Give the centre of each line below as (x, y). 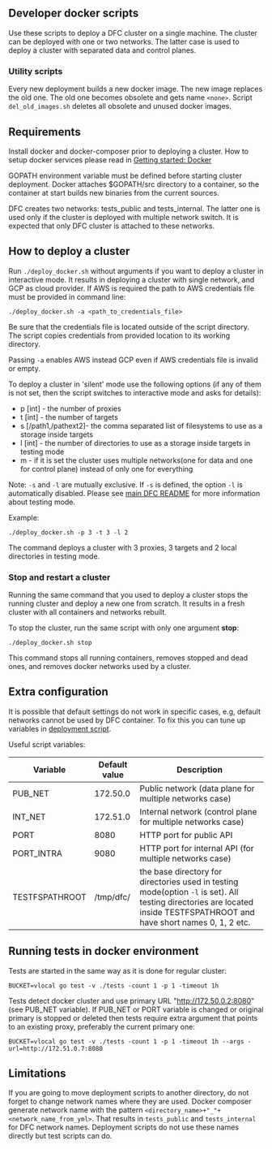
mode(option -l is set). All (189, 892)
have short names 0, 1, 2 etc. (195, 922)
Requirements (45, 132)
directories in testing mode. (54, 556)
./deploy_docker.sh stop (50, 643)
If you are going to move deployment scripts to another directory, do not (129, 1093)
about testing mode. (42, 502)
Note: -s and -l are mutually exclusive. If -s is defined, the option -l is (125, 484)
